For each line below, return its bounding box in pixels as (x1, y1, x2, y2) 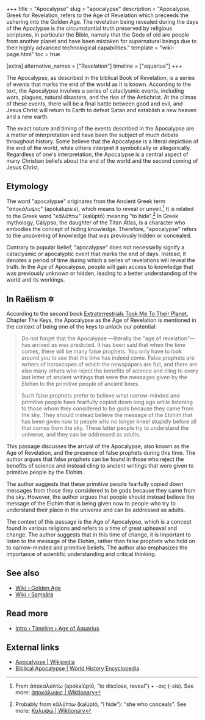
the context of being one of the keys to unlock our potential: (6, 323, 157, 330)
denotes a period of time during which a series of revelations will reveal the (6, 257, 195, 264)
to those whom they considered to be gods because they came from (21, 405, 194, 412)
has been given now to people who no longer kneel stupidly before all (21, 418, 197, 425)
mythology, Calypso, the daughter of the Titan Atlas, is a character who (6, 219, 185, 226)
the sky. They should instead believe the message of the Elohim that (21, 411, 193, 418)
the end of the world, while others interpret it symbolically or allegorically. (6, 144, 192, 151)
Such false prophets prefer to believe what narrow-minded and (21, 391, 180, 399)
